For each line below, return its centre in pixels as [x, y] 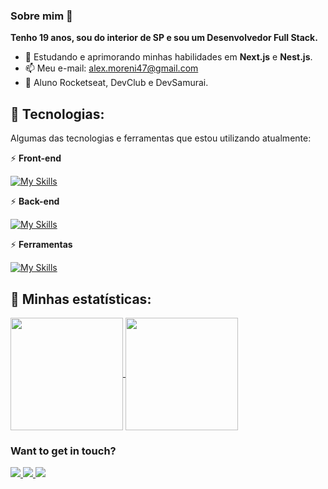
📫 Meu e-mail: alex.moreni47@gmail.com [111, 68]
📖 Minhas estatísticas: [81, 299]
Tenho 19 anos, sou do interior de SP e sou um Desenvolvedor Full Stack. [164, 38]
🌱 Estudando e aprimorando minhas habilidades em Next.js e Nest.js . [168, 57]
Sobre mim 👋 [41, 16]
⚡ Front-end [36, 158]
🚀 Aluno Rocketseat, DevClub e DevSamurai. [116, 83]
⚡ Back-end [35, 201]
